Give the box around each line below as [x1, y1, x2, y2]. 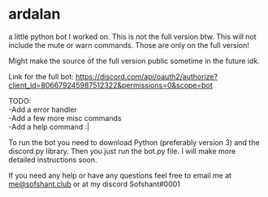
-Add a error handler [8, 105, 77, 114]
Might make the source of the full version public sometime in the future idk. [8, 56, 260, 66]
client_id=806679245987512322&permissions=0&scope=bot [8, 80, 213, 90]
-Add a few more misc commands [8, 113, 122, 122]
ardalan [8, 5, 61, 24]
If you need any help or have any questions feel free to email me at [8, 170, 232, 180]
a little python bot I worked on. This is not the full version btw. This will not [8, 32, 257, 41]
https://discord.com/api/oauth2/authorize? [76, 71, 218, 81]
